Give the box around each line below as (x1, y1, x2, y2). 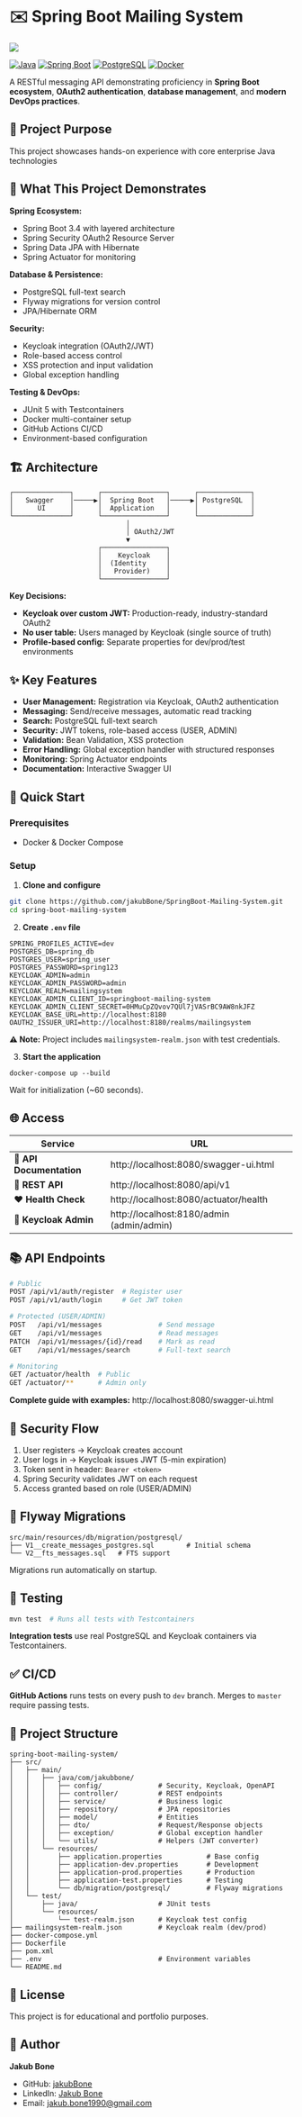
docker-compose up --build (9, 1068, 111, 1078)
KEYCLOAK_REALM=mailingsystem (9, 986, 123, 995)
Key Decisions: (9, 591, 67, 602)
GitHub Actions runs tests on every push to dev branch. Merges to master (9, 1690, 282, 1701)
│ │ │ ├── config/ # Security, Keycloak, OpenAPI (9, 1781, 276, 1791)
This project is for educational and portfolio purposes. (9, 2011, 209, 2022)
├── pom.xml (9, 1947, 54, 1956)
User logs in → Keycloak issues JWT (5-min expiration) (22, 1454, 227, 1465)
